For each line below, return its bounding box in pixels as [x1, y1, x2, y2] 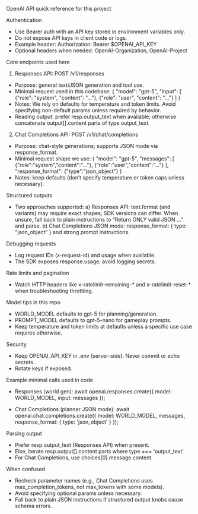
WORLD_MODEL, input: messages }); [14, 395, 106, 401]
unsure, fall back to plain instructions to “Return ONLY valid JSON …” [14, 216, 184, 223]
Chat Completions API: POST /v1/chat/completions [14, 131, 138, 138]
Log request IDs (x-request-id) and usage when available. [14, 252, 156, 258]
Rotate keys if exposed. [14, 365, 72, 372]
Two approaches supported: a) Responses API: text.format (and [14, 203, 171, 210]
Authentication [6, 17, 42, 23]
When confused [6, 466, 46, 472]
